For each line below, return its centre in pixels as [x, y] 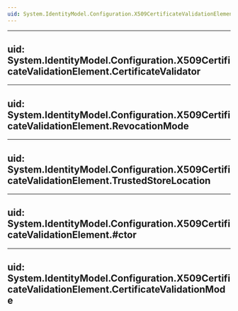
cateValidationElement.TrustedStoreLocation [109, 181]
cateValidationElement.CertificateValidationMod [117, 289]
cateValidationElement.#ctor [72, 235]
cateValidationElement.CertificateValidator [104, 72]
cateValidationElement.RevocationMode [98, 126]
